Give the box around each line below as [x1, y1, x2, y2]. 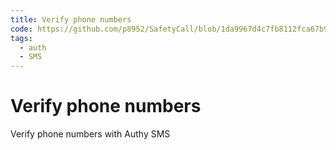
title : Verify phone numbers [10, 14, 132, 25]
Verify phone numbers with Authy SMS [10, 128, 171, 140]
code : [10, 24, 33, 34]
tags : [10, 33, 33, 43]
